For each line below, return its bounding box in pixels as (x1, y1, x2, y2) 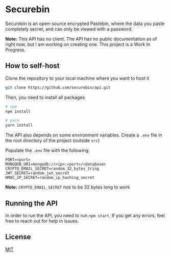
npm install (5, 109, 31, 114)
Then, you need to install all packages (5, 94, 85, 100)
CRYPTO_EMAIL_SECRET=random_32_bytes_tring (5, 166, 100, 172)
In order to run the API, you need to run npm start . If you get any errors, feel (5, 212, 165, 218)
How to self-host (5, 61, 60, 70)
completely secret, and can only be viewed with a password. (5, 26, 133, 32)
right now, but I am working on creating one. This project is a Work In (5, 41, 151, 47)
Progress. (5, 46, 26, 53)
